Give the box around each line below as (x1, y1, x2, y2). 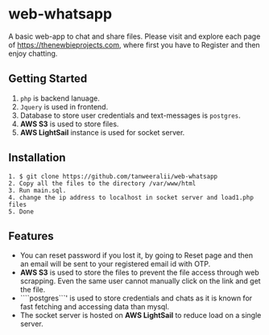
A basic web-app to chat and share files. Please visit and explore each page (8, 31, 261, 41)
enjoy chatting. (8, 48, 58, 58)
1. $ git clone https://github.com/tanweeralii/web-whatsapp (8, 172, 218, 180)
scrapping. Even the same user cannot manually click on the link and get (19, 276, 261, 286)
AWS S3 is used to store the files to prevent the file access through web (19, 267, 259, 278)
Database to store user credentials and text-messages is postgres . (19, 110, 242, 120)
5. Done (8, 207, 35, 216)
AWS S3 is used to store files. (19, 118, 119, 129)
